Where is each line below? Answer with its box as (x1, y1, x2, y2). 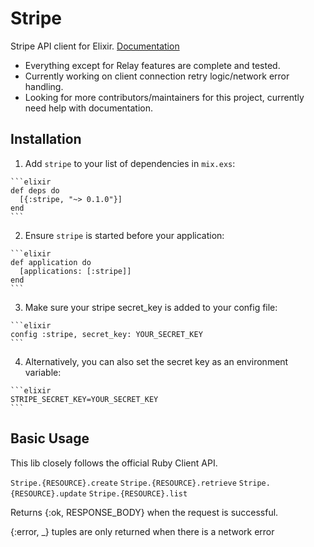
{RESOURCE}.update (10, 488, 87, 499)
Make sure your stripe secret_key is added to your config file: (24, 301, 278, 313)
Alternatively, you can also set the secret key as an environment (24, 355, 289, 367)
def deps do (10, 185, 60, 196)
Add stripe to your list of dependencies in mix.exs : (24, 157, 236, 169)
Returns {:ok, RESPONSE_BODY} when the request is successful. (10, 506, 279, 518)
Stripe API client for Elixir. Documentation (10, 40, 180, 52)
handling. (24, 80, 64, 92)
